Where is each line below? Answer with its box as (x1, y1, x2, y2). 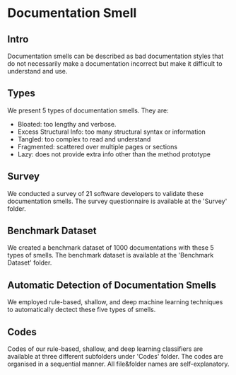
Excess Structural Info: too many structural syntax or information (17, 127, 206, 136)
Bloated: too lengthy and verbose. (17, 120, 117, 128)
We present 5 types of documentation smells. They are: (7, 106, 169, 115)
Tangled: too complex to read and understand (17, 134, 151, 143)
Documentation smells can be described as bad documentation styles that (7, 52, 224, 60)
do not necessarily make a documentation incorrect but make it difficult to (7, 59, 223, 68)
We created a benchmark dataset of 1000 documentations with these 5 (7, 243, 214, 252)
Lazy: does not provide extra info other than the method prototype (17, 150, 211, 158)
